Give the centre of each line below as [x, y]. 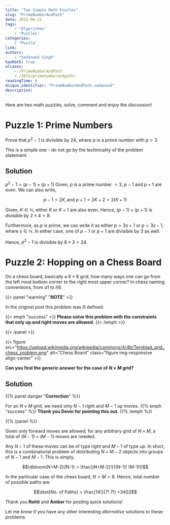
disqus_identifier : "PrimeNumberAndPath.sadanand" [60, 85]
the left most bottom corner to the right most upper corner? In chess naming [85, 282]
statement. [16, 155]
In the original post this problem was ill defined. [55, 307]
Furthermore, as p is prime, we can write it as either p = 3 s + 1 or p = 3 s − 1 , [84, 225]
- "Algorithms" [30, 29]
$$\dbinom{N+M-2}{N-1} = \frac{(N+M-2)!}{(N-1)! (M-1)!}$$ [85, 467]
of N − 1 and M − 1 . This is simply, [40, 457]
